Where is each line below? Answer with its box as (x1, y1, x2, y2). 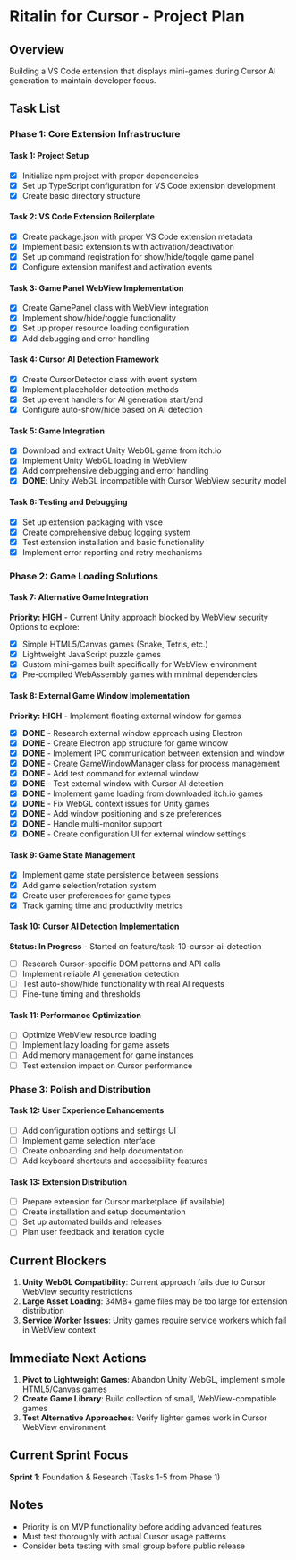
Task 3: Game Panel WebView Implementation (9, 282, 184, 293)
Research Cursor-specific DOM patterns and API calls (21, 958, 221, 969)
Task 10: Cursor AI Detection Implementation (9, 921, 180, 932)
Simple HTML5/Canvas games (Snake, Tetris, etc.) (21, 639, 208, 650)
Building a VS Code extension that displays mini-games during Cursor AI (9, 65, 276, 76)
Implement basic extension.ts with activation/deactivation (21, 241, 235, 252)
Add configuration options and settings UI (21, 1125, 177, 1136)
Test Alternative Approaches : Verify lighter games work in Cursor (21, 1412, 267, 1423)
